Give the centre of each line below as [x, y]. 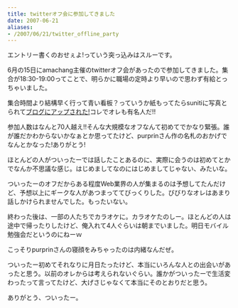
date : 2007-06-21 [33, 21]
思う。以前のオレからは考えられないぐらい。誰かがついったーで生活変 [128, 274]
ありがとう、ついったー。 [45, 298]
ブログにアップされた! [58, 112]
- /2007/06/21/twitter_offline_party [63, 34]
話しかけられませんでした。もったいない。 [69, 202]
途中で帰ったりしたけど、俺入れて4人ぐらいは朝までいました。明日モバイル [118, 225]
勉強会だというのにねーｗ [45, 235]
